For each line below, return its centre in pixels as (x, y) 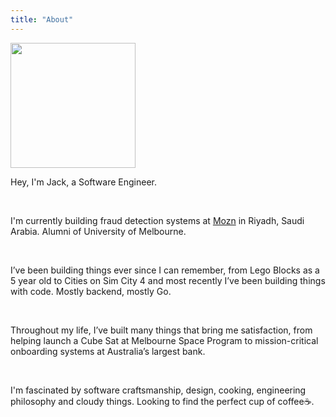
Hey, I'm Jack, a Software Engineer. (83, 182)
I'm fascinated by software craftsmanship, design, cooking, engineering (158, 390)
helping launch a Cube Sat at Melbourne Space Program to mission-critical (164, 340)
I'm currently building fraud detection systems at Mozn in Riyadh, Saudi (157, 220)
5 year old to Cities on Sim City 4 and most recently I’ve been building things (168, 280)
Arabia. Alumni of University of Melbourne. (98, 231)
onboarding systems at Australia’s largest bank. (108, 351)
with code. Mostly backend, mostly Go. (91, 291)
